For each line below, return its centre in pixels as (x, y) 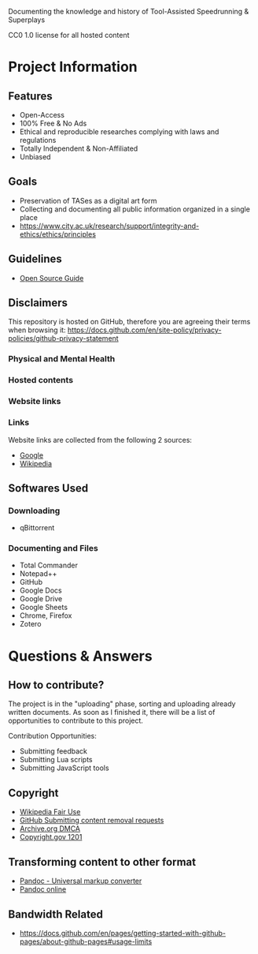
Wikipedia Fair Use (50, 812)
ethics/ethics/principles (58, 234)
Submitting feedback (53, 751)
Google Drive (41, 599)
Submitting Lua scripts (56, 760)
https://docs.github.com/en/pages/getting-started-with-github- (123, 933)
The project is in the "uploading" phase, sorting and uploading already (122, 704)
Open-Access (42, 115)
